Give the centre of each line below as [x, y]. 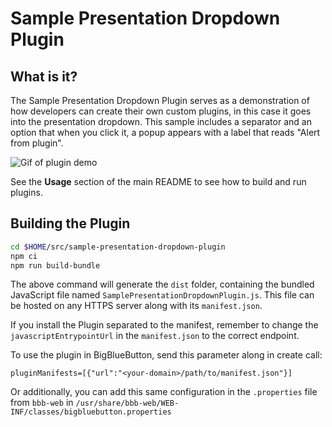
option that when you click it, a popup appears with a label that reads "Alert [165, 132]
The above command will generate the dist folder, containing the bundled [162, 284]
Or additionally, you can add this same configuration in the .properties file [164, 392]
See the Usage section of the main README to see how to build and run [158, 181]
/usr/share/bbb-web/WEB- [127, 403]
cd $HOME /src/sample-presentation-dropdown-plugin [118, 247]
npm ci [24, 256]
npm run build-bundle [55, 265]
